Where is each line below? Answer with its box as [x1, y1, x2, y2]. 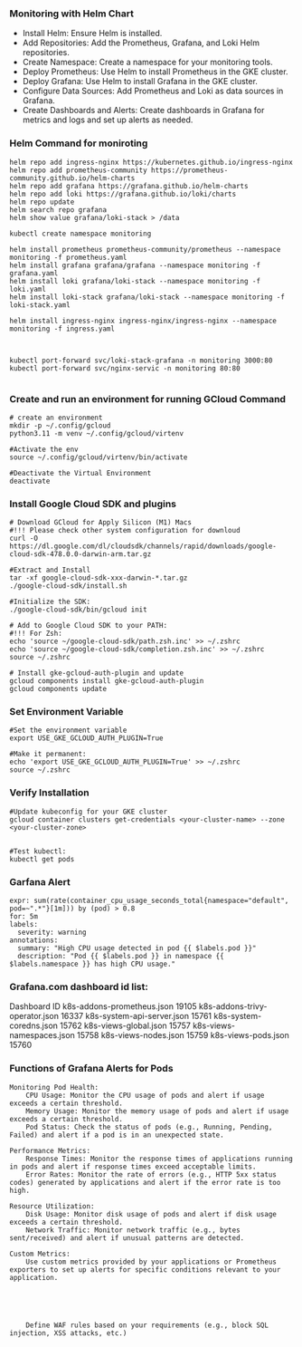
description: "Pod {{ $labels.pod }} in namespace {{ [17, 952, 224, 961]
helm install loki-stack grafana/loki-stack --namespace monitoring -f [9, 293, 285, 302]
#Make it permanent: [9, 750, 88, 759]
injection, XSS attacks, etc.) [9, 1328, 127, 1338]
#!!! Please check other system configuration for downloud [9, 526, 241, 535]
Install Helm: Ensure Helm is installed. [22, 28, 163, 39]
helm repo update [9, 197, 75, 207]
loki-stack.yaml [9, 300, 71, 310]
